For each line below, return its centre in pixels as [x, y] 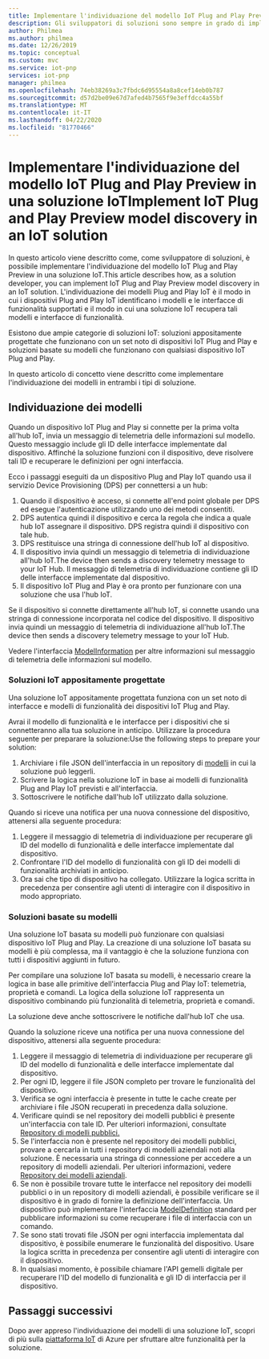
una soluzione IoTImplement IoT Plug [133, 201]
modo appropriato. [50, 896]
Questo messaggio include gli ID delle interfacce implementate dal [118, 444]
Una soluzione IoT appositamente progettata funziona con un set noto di [127, 698]
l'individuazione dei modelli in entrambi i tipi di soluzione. [102, 382]
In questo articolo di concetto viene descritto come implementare [116, 374]
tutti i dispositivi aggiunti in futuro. [64, 960]
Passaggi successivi [61, 1311]
